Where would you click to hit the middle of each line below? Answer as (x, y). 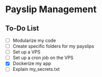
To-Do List (22, 28)
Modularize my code (34, 40)
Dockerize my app (32, 63)
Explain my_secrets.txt (36, 69)
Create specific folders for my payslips (53, 46)
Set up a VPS (27, 52)
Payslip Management (51, 9)
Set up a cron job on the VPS (43, 58)
